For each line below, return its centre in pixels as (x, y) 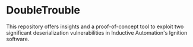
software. (18, 39)
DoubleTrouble (43, 10)
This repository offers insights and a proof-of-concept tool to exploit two (95, 26)
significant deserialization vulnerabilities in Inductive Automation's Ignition (97, 32)
